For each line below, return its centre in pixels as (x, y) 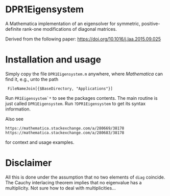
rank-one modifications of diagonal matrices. (70, 29)
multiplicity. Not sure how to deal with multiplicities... (60, 188)
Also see (15, 119)
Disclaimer (29, 163)
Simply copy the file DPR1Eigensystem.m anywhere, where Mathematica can (84, 74)
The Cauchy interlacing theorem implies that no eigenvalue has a (74, 182)
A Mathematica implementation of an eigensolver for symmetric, (73, 24)
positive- (151, 24)
